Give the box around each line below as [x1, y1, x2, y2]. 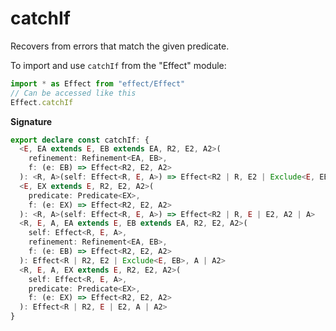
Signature [10, 115, 53, 127]
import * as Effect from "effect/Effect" [10, 78, 186, 89]
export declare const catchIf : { [10, 135, 150, 145]
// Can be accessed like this [10, 88, 137, 98]
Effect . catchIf [10, 97, 74, 107]
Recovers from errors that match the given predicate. [10, 40, 230, 52]
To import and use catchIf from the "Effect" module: [10, 59, 227, 71]
